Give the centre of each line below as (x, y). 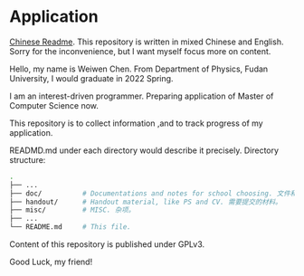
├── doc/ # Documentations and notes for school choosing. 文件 (150, 193)
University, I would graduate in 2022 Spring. (91, 78)
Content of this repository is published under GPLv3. (107, 244)
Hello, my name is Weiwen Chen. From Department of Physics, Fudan (139, 69)
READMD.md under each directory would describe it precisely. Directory (144, 150)
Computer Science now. (54, 105)
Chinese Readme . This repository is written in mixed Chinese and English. (147, 42)
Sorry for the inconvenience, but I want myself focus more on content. (140, 51)
